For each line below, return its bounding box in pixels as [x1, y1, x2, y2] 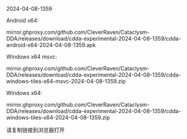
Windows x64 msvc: [6, 53, 57, 60]
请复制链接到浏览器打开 [6, 126, 65, 134]
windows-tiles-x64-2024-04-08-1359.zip [6, 114, 110, 121]
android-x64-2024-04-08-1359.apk [6, 42, 96, 48]
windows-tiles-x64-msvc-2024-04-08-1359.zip [6, 78, 126, 85]
